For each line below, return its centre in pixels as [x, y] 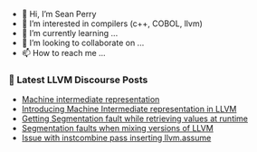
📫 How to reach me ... [63, 53]
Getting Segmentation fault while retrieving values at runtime [135, 119]
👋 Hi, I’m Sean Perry [59, 14]
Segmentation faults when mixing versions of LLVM [117, 128]
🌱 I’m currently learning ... [70, 33]
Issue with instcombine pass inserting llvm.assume [116, 138]
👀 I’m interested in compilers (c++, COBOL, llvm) [112, 24]
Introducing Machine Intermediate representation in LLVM [129, 109]
